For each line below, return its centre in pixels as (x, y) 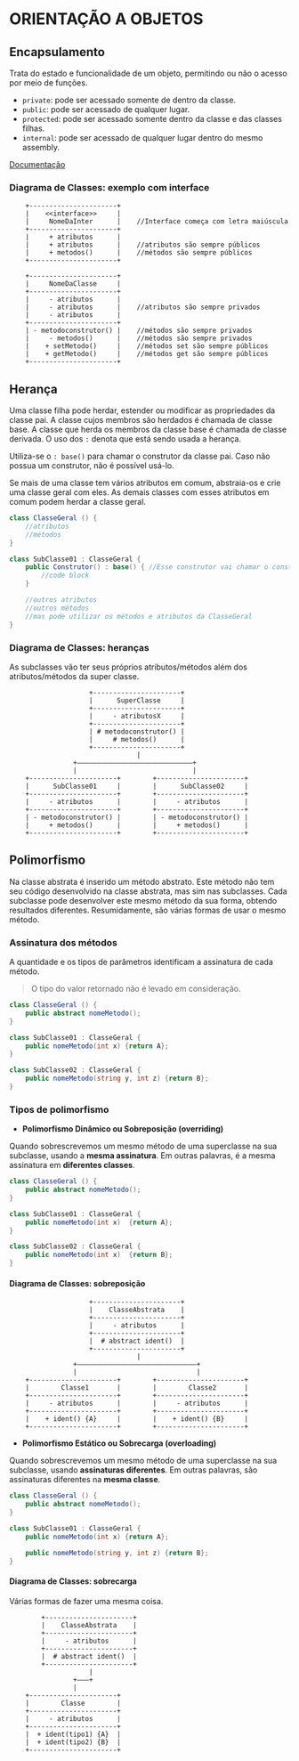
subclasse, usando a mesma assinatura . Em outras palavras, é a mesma (142, 1156)
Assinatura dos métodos (63, 942)
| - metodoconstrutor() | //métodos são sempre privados (139, 331)
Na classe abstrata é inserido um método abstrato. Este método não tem (142, 881)
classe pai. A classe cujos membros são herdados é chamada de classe (141, 420)
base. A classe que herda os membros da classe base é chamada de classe (148, 430)
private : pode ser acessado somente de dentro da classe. (129, 100)
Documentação (37, 164)
